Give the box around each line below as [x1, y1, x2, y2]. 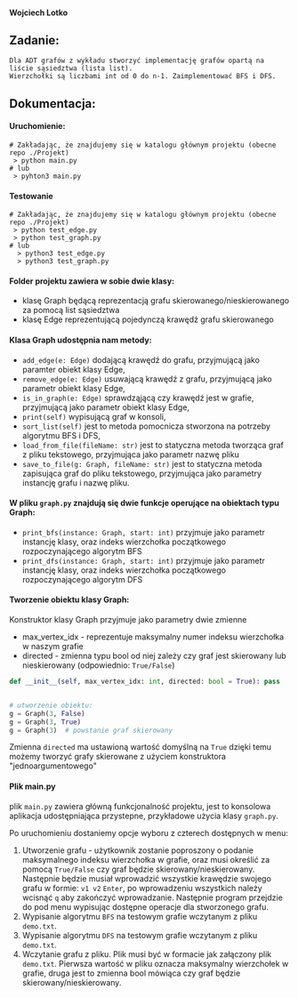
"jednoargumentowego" [9, 760, 98, 771]
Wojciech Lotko [9, 7, 68, 18]
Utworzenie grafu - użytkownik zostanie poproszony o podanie [21, 845, 254, 856]
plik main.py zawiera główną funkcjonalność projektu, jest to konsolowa [9, 800, 271, 811]
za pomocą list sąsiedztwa [21, 305, 120, 316]
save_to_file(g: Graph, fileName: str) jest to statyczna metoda [21, 458, 262, 469]
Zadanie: [9, 32, 60, 48]
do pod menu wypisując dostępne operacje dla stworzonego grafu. [21, 901, 270, 912]
